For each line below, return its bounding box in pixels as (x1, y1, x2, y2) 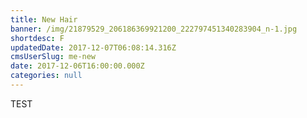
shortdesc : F (10, 33, 65, 43)
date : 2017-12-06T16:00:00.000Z (10, 61, 145, 71)
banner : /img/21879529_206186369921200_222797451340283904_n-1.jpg (10, 24, 298, 34)
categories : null (10, 71, 83, 81)
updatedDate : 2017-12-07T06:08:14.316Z (10, 42, 177, 53)
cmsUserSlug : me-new (10, 52, 97, 62)
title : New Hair (10, 14, 78, 25)
